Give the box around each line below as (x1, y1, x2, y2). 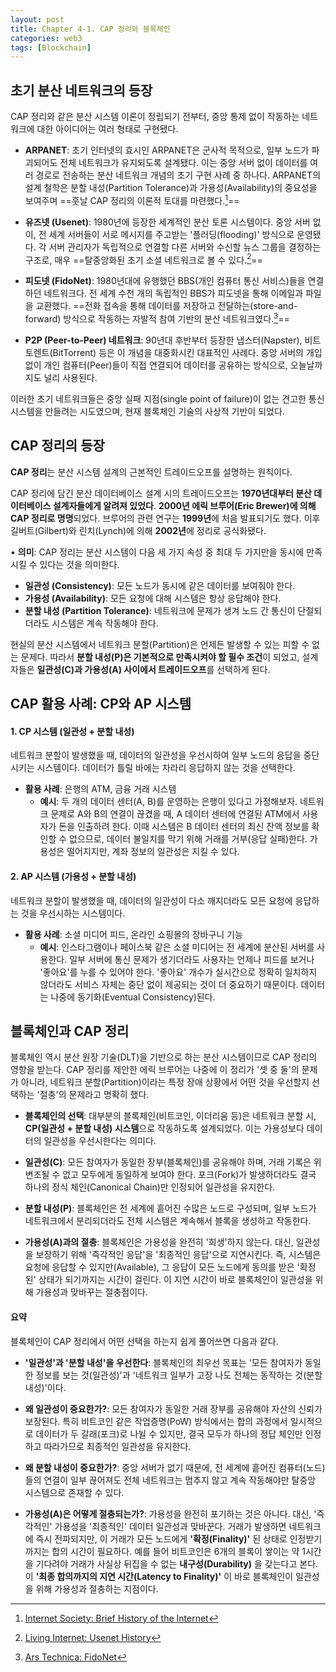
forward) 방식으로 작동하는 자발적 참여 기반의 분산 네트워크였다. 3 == (24, 311, 290, 325)
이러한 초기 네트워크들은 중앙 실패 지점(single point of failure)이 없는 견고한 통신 (10, 393, 325, 405)
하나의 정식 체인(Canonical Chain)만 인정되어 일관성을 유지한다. (24, 1181, 276, 1193)
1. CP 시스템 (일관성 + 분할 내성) (10, 725, 135, 737)
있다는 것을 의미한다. (39, 558, 120, 570)
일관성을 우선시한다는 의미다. (43, 1135, 157, 1147)
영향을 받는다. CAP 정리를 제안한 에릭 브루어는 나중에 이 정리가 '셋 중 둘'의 (10, 1064, 300, 1076)
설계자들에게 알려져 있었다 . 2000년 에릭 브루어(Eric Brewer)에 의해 (52, 499, 317, 511)
